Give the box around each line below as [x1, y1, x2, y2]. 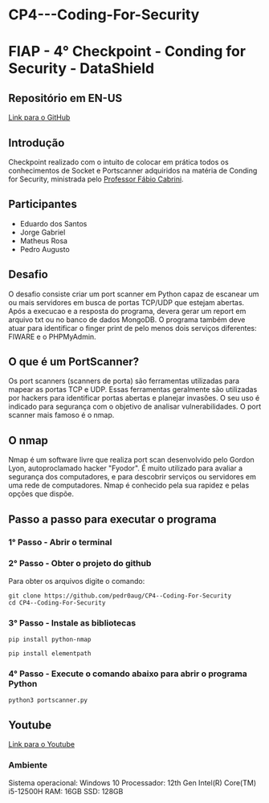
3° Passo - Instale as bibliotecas [8, 617, 137, 628]
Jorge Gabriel [19, 227, 66, 237]
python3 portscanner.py [8, 696, 88, 704]
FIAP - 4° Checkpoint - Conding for [8, 43, 247, 61]
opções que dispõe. [8, 489, 75, 499]
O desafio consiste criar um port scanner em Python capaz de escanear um [8, 289, 259, 299]
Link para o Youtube [8, 740, 75, 749]
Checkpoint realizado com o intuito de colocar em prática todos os [8, 157, 229, 166]
